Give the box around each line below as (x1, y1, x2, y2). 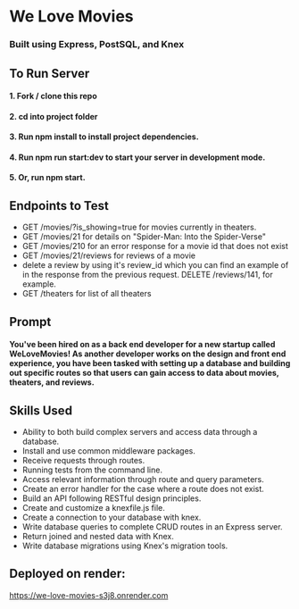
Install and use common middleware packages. (21, 446, 196, 456)
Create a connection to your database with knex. (21, 512, 202, 523)
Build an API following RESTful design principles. (21, 493, 202, 504)
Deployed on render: (9, 566, 126, 581)
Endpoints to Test (9, 198, 109, 213)
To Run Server (9, 65, 90, 81)
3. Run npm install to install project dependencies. (9, 131, 199, 142)
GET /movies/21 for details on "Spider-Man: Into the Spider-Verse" (21, 231, 266, 242)
